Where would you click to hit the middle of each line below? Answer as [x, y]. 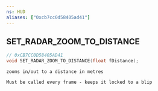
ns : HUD [16, 12]
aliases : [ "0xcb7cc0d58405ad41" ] [48, 17]
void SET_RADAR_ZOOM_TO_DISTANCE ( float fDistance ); [72, 61]
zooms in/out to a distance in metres [55, 72]
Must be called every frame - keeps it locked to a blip [79, 82]
